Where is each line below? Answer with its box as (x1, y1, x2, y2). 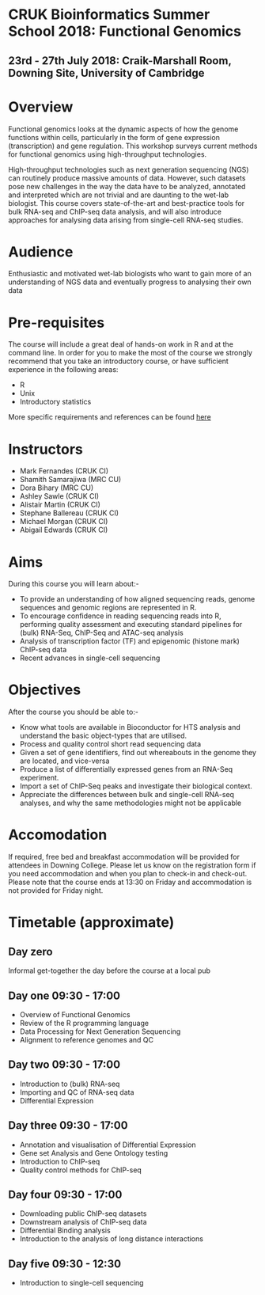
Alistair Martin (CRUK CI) (19, 500, 101, 510)
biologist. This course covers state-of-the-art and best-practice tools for (8, 198, 245, 207)
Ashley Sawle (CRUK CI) (19, 492, 100, 501)
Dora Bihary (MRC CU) (19, 483, 94, 492)
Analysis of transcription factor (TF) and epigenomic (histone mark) (19, 636, 240, 646)
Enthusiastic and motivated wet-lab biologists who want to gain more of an (8, 269, 252, 279)
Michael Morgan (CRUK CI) (19, 517, 108, 526)
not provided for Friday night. (8, 886, 104, 895)
